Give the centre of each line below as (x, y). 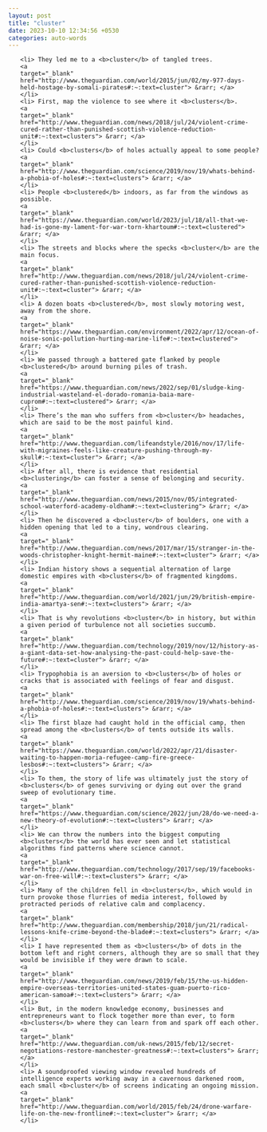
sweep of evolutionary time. (68, 793)
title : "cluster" (37, 23)
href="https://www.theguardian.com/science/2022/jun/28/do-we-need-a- (139, 814)
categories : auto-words (48, 38)
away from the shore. (55, 311)
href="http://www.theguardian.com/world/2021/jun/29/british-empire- (138, 598)
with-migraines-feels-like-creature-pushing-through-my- (116, 451)
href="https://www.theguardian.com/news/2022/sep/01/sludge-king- (132, 388)
